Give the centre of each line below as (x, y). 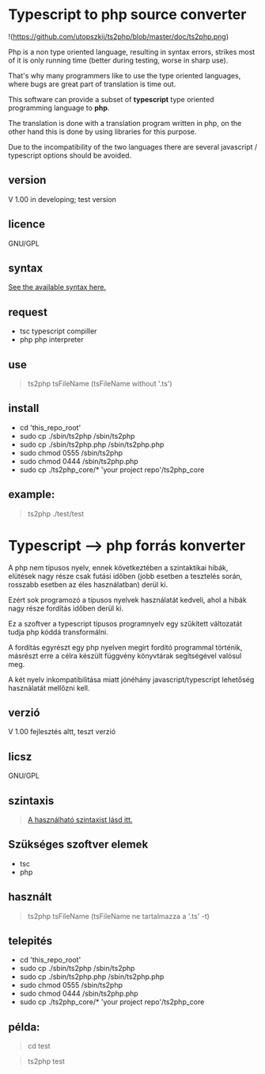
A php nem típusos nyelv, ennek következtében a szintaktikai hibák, (118, 567)
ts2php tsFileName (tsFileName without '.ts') (100, 383)
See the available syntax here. (57, 288)
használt (30, 897)
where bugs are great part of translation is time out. (92, 84)
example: (32, 495)
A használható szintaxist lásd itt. (80, 820)
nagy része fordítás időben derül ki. (66, 608)
